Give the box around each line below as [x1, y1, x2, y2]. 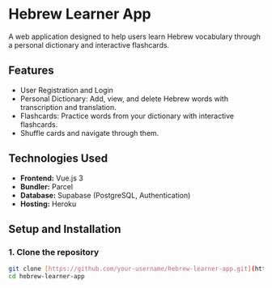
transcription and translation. [19, 102, 117, 112]
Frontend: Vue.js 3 [19, 173, 83, 183]
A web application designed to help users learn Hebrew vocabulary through [8, 32, 261, 41]
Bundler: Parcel [19, 181, 74, 191]
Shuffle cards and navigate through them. [19, 128, 159, 138]
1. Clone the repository [8, 246, 100, 257]
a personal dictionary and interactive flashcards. [8, 40, 170, 49]
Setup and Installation [8, 222, 121, 235]
